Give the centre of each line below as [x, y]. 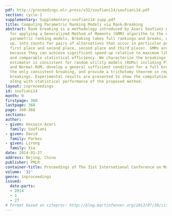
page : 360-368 [20, 110]
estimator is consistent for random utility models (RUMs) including [85, 62]
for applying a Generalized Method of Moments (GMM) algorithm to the [87, 34]
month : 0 [15, 96]
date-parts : [23, 186]
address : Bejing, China [31, 158]
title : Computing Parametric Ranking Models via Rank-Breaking [74, 24]
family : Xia [23, 148]
